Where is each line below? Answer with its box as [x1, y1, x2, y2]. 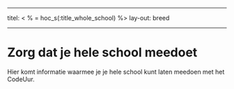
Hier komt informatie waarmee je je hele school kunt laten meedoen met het [7, 67, 225, 76]
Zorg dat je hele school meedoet [7, 44, 198, 60]
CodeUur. [7, 74, 35, 83]
